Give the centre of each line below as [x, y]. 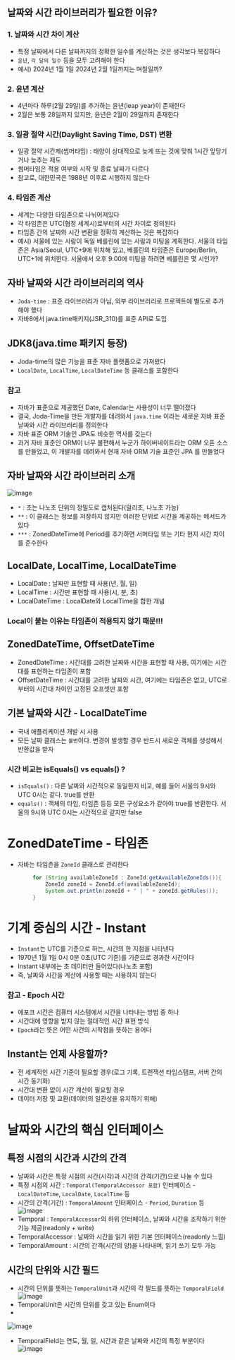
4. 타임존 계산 [29, 198]
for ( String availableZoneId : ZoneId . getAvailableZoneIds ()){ [127, 877]
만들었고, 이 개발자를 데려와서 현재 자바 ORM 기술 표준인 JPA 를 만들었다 [125, 451]
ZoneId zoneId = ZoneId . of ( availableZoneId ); [113, 884]
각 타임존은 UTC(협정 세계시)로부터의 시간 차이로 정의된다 [97, 223]
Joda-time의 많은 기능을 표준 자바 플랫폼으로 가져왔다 [91, 361]
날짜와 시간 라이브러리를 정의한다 [63, 425]
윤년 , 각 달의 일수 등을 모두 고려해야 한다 [71, 60]
